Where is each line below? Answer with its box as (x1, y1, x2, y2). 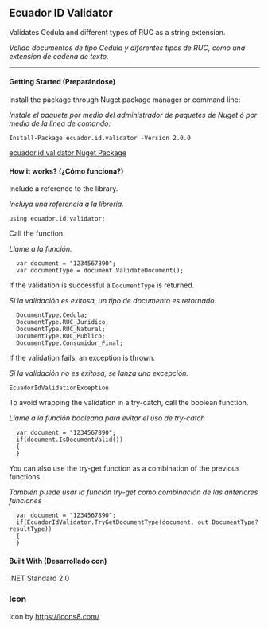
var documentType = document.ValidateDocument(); (16, 267, 184, 275)
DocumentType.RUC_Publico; (16, 332, 106, 341)
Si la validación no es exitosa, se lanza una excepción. (9, 369, 189, 378)
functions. (9, 472, 42, 482)
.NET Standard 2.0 (9, 573, 70, 584)
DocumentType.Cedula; (16, 311, 88, 319)
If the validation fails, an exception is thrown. (9, 354, 156, 363)
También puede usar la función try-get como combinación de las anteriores (9, 487, 258, 497)
